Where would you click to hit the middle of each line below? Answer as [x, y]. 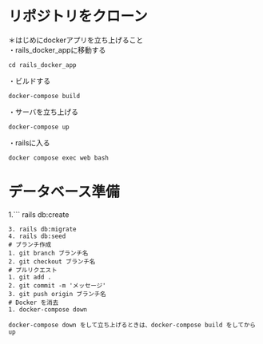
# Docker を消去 [34, 302]
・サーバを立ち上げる [43, 112]
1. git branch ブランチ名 [48, 253]
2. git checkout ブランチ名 [52, 261]
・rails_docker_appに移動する [57, 49]
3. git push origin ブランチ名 [57, 294]
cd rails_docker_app [43, 65]
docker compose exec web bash [59, 158]
